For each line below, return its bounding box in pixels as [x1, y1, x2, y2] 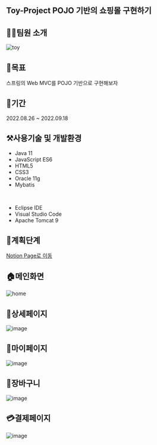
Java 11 [14, 149, 33, 156]
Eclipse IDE [14, 204, 43, 211]
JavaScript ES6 [14, 156, 53, 163]
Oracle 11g [14, 175, 40, 182]
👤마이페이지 [6, 343, 48, 354]
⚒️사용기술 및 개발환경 [6, 133, 82, 144]
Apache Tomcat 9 [14, 216, 59, 224]
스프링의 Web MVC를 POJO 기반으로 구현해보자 [6, 80, 118, 87]
